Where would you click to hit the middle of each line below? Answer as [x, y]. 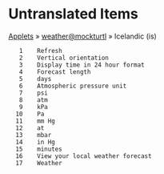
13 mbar [34, 135]
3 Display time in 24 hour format [82, 65]
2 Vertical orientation [64, 58]
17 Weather [39, 163]
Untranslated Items [73, 14]
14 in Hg [36, 142]
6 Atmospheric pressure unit [73, 86]
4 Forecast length [55, 72]
